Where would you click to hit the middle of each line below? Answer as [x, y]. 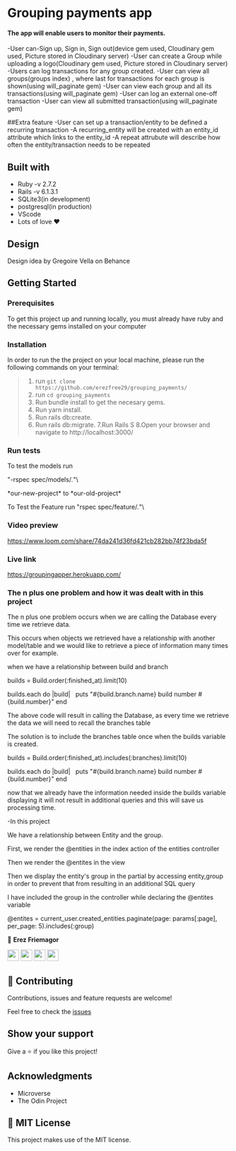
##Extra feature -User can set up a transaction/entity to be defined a [107, 122]
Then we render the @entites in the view [66, 863]
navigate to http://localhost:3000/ [84, 432]
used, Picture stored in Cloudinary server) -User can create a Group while [115, 56]
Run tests [24, 450]
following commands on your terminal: [63, 367]
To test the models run [40, 466]
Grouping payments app [80, 13]
